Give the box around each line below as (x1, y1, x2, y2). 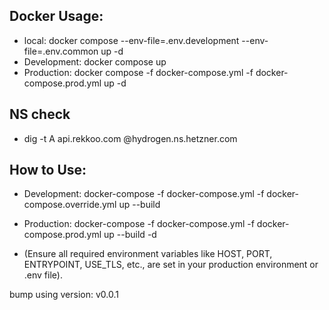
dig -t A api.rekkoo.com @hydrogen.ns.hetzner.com (23, 132, 238, 144)
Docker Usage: (9, 8, 104, 25)
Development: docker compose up (23, 55, 167, 68)
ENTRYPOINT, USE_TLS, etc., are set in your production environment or (23, 259, 319, 271)
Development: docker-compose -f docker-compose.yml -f (23, 188, 265, 200)
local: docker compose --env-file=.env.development (23, 34, 240, 46)
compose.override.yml (23, 199, 117, 211)
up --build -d (103, 229, 157, 241)
